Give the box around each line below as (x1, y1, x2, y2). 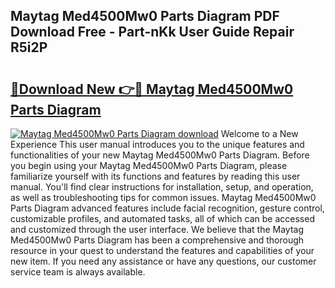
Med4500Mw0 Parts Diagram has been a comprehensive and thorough (10, 234, 305, 246)
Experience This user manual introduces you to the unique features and (10, 139, 305, 150)
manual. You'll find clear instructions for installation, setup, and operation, (10, 181, 314, 193)
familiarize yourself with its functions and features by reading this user (10, 170, 301, 182)
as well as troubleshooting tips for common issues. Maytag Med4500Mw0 (10, 192, 317, 203)
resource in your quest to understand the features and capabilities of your (10, 245, 315, 256)
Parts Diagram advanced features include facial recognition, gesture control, (10, 202, 325, 214)
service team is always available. (10, 266, 146, 278)
